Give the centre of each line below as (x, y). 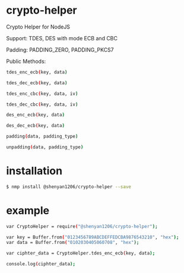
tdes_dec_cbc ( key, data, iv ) (42, 104)
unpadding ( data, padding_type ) (45, 147)
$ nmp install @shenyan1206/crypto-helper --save (69, 187)
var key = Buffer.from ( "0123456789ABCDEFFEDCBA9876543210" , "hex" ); (93, 237)
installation (34, 171)
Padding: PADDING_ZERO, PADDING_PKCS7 (60, 50)
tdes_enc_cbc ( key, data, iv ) (42, 93)
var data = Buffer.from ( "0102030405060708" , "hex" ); (73, 243)
